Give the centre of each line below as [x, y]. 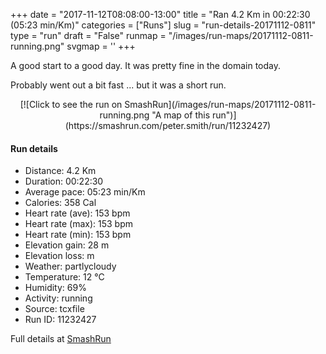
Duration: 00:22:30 [64, 181]
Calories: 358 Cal [60, 203]
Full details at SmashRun [61, 339]
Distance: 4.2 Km [60, 171]
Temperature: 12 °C [64, 277]
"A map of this [181, 115]
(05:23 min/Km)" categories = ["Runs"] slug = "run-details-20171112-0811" [163, 25]
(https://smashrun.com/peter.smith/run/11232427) [168, 125]
